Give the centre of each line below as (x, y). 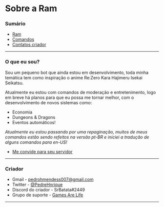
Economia (22, 112)
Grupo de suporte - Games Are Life (48, 195)
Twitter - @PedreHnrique (37, 185)
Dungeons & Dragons (34, 117)
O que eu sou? (22, 62)
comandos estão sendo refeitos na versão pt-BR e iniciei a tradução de (77, 137)
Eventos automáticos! (34, 122)
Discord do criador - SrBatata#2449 (49, 190)
